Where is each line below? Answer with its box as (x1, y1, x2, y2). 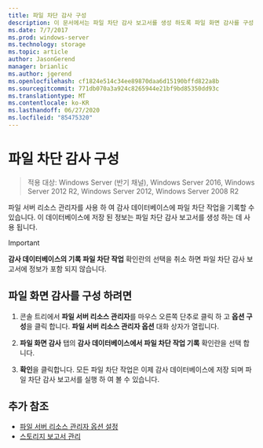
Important (8, 237, 40, 248)
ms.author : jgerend (8, 70, 72, 78)
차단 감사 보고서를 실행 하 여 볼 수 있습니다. (27, 374, 159, 384)
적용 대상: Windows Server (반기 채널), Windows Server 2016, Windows (27, 178, 255, 187)
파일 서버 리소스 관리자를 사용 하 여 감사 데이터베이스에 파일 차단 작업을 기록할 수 (8, 202, 255, 212)
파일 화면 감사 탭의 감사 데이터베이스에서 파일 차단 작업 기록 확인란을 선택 (19, 338, 242, 347)
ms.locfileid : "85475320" (8, 114, 93, 122)
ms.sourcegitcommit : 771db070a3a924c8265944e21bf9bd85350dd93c (8, 84, 220, 93)
